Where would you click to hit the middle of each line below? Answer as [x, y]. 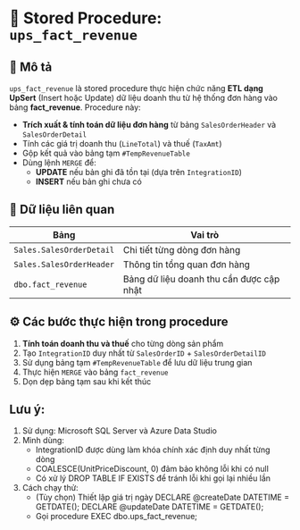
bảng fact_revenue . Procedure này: [75, 107]
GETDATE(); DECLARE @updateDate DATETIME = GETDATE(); [150, 507]
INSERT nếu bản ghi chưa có [89, 181]
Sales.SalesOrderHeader [64, 264]
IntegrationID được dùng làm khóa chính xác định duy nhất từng [153, 450]
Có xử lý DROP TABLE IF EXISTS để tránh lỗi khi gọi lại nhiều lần [153, 478]
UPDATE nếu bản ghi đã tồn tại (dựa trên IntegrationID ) [139, 172]
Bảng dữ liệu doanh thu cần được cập [202, 279]
